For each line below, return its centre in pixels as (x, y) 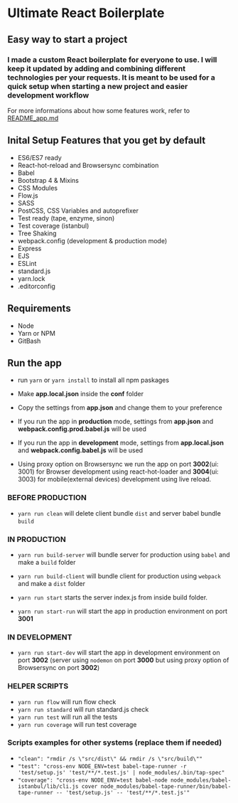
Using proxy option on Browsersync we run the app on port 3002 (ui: (118, 464)
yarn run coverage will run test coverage (77, 724)
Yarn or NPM (36, 333)
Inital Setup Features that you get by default (107, 140)
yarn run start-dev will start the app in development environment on (119, 653)
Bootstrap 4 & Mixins (48, 180)
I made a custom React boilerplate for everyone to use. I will (112, 60)
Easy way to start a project (67, 39)
